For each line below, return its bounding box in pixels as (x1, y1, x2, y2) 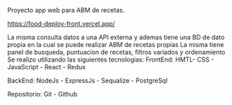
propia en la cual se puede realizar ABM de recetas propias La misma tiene (7, 41, 224, 48)
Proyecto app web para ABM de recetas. (7, 6, 125, 14)
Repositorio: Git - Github (7, 90, 77, 98)
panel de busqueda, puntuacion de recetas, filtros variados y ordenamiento (7, 48, 226, 56)
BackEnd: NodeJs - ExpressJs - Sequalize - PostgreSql (7, 76, 168, 85)
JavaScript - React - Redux (7, 63, 86, 71)
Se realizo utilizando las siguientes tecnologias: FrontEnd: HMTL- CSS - (7, 55, 214, 64)
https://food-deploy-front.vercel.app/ (7, 20, 115, 27)
